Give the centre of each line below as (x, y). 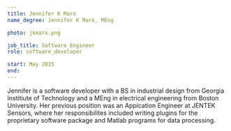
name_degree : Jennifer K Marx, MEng (60, 20)
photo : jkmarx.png (34, 33)
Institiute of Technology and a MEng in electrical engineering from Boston (113, 98)
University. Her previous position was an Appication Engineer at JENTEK (111, 105)
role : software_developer (45, 52)
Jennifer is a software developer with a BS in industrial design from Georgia (116, 91)
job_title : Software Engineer (51, 45)
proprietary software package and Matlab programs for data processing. (112, 120)
